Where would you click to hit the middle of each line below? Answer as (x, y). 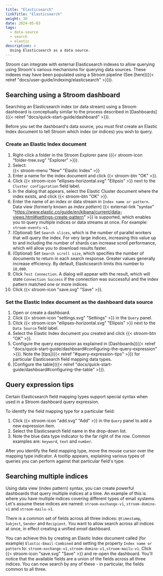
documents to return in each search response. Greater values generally (84, 258)
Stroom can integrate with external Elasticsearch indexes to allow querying (80, 64)
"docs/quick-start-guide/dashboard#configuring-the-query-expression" (85, 349)
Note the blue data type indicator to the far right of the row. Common (81, 436)
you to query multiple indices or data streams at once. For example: (80, 222)
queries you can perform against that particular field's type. (65, 461)
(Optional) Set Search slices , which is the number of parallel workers (82, 232)
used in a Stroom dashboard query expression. (52, 402)
